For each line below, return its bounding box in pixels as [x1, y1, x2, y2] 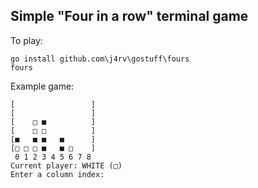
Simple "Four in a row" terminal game [10, 8, 249, 25]
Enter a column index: [10, 169, 105, 179]
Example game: [10, 80, 75, 92]
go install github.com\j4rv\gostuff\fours [10, 54, 190, 64]
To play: [10, 34, 43, 46]
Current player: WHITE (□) [10, 160, 123, 171]
